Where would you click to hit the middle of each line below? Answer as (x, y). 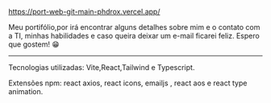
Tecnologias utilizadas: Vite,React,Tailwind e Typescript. (102, 67)
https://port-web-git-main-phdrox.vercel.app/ (84, 12)
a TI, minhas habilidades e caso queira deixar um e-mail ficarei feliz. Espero (134, 36)
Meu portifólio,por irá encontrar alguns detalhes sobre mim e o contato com (134, 27)
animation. (26, 91)
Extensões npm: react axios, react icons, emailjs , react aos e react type (128, 83)
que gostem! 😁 (34, 44)
